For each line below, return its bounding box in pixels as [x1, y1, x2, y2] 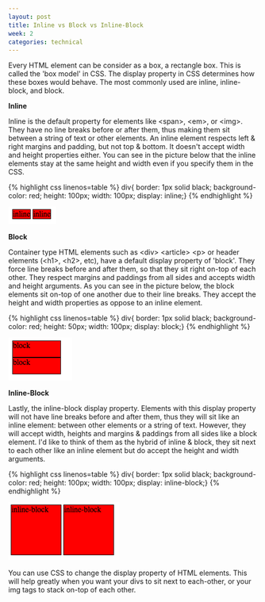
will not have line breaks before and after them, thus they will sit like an [8, 412, 240, 422]
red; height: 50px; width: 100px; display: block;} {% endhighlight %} [29, 322, 251, 332]
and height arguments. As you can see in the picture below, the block [8, 282, 235, 291]
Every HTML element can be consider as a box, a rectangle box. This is [8, 60, 241, 71]
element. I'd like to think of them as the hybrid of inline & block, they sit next [8, 437, 256, 447]
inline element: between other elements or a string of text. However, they [8, 420, 247, 430]
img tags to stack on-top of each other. [8, 585, 136, 595]
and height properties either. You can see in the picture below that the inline [8, 151, 256, 160]
